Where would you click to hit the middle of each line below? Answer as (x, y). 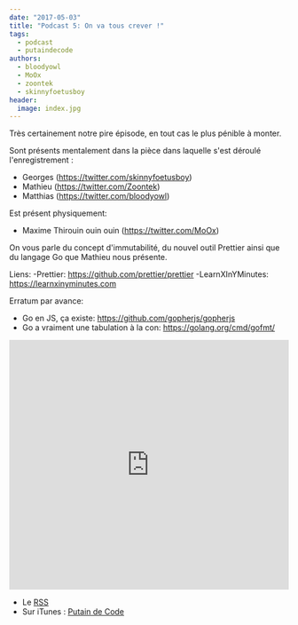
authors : (25, 59)
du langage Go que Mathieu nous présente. (88, 257)
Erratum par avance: (47, 301)
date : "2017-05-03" (45, 17)
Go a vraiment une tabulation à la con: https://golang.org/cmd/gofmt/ (149, 328)
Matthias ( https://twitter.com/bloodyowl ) (96, 196)
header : (24, 100)
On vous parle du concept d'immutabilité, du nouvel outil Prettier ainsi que (145, 248)
